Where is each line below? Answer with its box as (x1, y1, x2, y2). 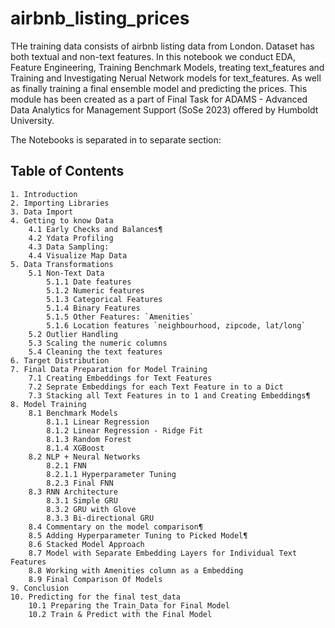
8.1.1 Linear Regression (46, 417, 150, 427)
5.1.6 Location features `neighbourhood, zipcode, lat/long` (46, 320, 307, 331)
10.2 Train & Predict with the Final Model (28, 609, 213, 619)
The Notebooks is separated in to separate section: (10, 133, 222, 146)
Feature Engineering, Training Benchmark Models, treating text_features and (10, 61, 325, 73)
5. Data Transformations (10, 259, 114, 269)
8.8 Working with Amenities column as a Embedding (28, 565, 244, 576)
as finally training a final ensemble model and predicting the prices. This (10, 82, 308, 94)
